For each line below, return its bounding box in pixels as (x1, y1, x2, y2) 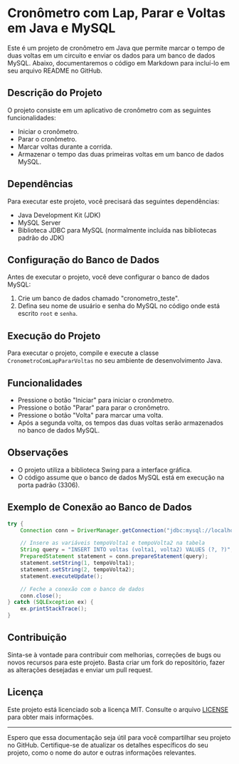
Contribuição (7, 632, 68, 644)
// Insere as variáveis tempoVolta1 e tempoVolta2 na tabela (20, 539, 205, 547)
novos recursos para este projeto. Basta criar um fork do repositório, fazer (7, 658, 225, 667)
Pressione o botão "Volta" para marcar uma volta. (17, 411, 164, 419)
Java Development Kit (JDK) (17, 211, 101, 219)
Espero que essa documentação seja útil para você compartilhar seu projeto (7, 733, 231, 741)
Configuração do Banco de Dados (7, 254, 160, 266)
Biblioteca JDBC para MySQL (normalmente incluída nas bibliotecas (17, 226, 217, 234)
